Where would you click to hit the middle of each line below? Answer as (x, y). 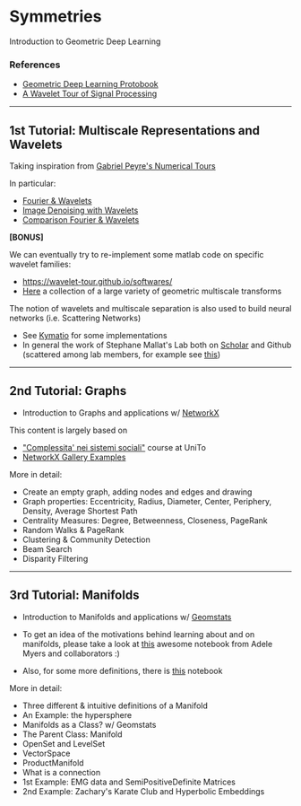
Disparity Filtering (55, 558)
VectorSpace (46, 753)
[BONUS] (26, 237)
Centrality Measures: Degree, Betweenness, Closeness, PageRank (145, 520)
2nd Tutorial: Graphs (68, 391)
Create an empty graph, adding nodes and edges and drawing (137, 492)
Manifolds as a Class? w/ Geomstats (89, 724)
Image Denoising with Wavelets (80, 210)
